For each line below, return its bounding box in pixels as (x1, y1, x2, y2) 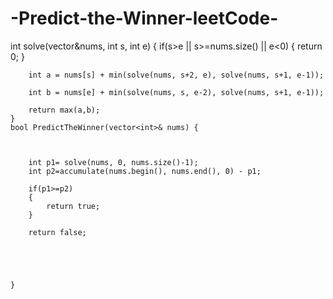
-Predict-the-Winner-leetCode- (10, 7, 279, 30)
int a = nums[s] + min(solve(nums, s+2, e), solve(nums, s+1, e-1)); (28, 70, 325, 80)
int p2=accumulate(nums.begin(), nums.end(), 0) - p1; (28, 166, 262, 176)
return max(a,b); (28, 105, 101, 115)
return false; (28, 227, 87, 237)
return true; (46, 201, 101, 211)
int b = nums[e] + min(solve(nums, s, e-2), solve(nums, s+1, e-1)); (28, 87, 325, 97)
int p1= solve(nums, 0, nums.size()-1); (28, 157, 199, 167)
